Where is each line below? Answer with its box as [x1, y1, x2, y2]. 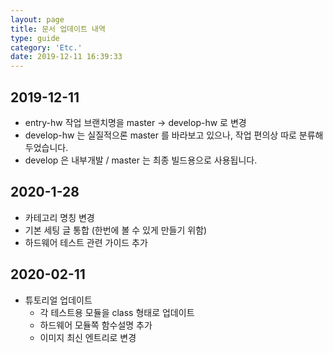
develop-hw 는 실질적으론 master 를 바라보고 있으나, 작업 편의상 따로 [24, 129, 297, 141]
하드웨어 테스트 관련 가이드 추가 [24, 236, 148, 248]
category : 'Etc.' [10, 42, 83, 53]
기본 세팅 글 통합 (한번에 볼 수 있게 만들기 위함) [24, 224, 208, 236]
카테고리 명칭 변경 [24, 211, 95, 223]
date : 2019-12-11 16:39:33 [10, 52, 123, 62]
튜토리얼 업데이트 [24, 294, 93, 306]
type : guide [10, 33, 60, 43]
